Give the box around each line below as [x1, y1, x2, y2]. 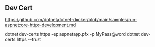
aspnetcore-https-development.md [5, 22, 76, 28]
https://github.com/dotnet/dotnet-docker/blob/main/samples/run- [5, 16, 137, 22]
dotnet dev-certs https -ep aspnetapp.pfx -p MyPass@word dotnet [5, 31, 140, 37]
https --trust [16, 36, 41, 42]
